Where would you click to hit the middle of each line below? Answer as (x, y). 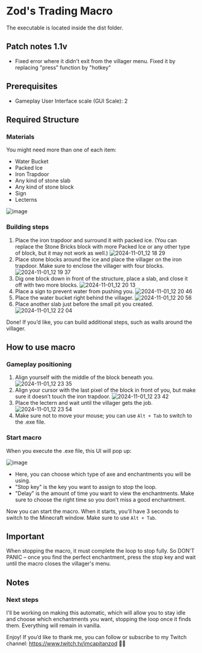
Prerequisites (32, 86)
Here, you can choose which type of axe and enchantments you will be (103, 474)
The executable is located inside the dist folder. (65, 28)
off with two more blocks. (47, 285)
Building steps (28, 227)
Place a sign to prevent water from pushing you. (74, 291)
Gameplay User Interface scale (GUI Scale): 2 (71, 101)
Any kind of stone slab (43, 181)
